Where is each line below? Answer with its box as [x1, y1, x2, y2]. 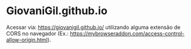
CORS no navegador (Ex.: [6, 30, 69, 37]
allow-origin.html [6, 36, 48, 43]
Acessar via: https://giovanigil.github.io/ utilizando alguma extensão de [6, 24, 181, 31]
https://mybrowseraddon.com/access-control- [69, 30, 185, 37]
